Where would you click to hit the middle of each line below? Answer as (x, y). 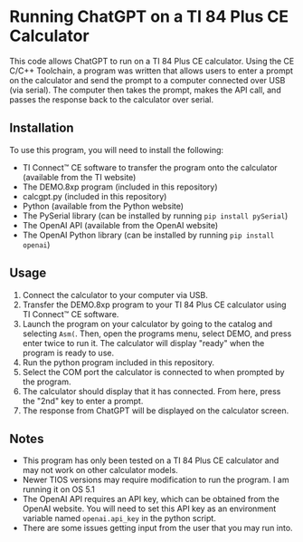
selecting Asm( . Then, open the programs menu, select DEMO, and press (157, 334)
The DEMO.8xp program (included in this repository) (120, 187)
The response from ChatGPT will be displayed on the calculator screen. (156, 411)
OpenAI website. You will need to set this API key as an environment (149, 508)
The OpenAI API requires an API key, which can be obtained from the (151, 499)
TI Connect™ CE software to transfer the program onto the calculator (150, 167)
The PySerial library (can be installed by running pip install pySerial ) (155, 216)
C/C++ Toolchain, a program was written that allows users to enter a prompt (151, 71)
